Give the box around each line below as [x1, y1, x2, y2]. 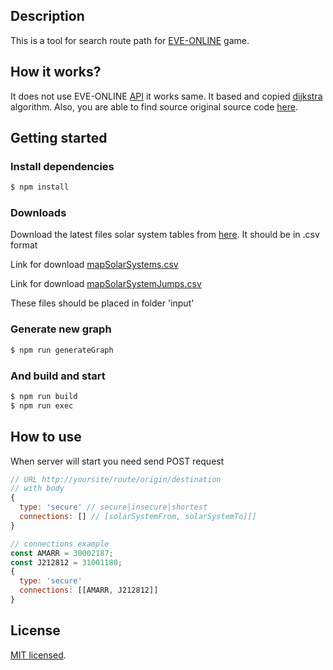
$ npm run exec [10, 400, 74, 411]
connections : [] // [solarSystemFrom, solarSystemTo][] [19, 512, 257, 522]
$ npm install [10, 182, 70, 193]
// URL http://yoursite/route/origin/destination [10, 474, 222, 484]
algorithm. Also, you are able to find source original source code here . [10, 100, 298, 113]
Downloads [10, 206, 67, 220]
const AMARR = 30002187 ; [10, 548, 114, 558]
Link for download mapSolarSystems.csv [10, 259, 179, 271]
